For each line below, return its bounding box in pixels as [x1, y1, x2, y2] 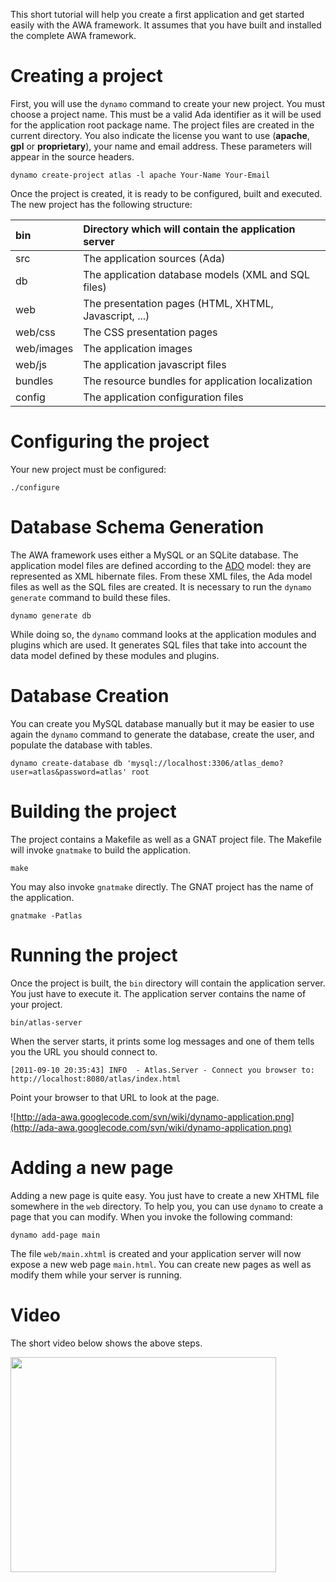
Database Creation [10, 685, 170, 707]
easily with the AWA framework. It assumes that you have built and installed [10, 19, 322, 31]
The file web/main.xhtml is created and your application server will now [10, 1247, 302, 1259]
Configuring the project [10, 430, 210, 453]
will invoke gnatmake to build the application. [10, 844, 192, 856]
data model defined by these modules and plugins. [10, 649, 220, 661]
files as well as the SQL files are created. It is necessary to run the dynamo [10, 580, 312, 593]
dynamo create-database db [10, 758, 123, 768]
